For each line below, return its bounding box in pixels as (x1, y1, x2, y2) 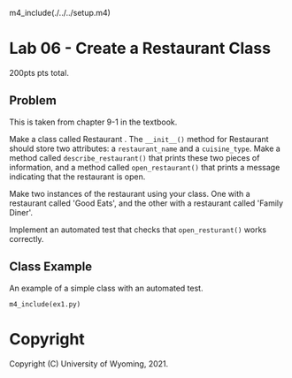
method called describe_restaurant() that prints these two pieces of (9, 152, 260, 163)
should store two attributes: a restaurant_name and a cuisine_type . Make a (9, 143, 280, 154)
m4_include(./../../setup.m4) (9, 8, 111, 18)
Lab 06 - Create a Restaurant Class (9, 39, 272, 58)
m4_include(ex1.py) (9, 299, 81, 308)
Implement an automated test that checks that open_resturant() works (9, 224, 267, 235)
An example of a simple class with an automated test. (9, 283, 204, 293)
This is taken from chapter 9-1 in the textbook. (9, 117, 178, 127)
